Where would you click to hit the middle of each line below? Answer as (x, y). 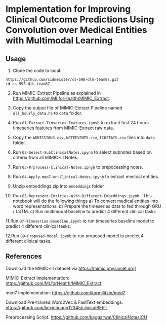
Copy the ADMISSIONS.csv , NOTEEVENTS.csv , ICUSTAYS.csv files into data (84, 137)
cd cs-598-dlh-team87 (28, 84)
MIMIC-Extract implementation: (38, 278)
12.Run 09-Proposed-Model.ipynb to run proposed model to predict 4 (75, 236)
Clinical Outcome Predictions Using (80, 19)
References (24, 257)
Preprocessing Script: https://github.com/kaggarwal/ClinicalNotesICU (77, 317)
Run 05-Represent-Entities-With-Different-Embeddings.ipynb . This (82, 196)
